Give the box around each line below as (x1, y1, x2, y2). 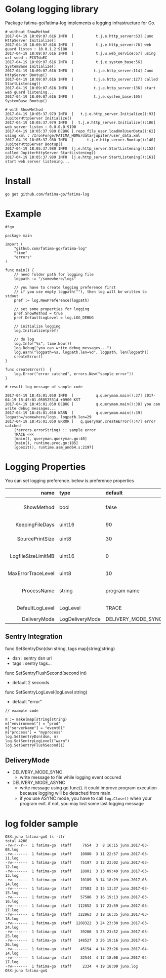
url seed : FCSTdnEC (5, 55, 48, 60)
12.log (5, 864, 19, 870)
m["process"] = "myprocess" (5, 730, 63, 734)
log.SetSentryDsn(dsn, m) (5, 734, 58, 739)
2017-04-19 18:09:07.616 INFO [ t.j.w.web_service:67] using (5, 51, 156, 56)
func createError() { (5, 367, 52, 372)
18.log (5, 916, 19, 922)
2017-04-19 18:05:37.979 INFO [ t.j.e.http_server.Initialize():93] (5, 111, 156, 117)
